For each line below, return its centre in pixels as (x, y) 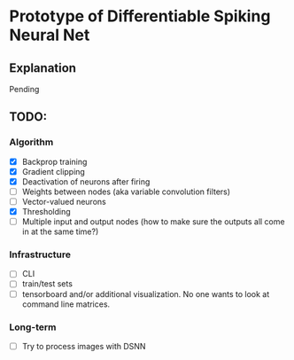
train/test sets (47, 284)
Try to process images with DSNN (84, 346)
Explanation (43, 68)
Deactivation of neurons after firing (86, 181)
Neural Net (50, 35)
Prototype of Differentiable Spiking (140, 16)
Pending (24, 89)
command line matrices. (66, 304)
